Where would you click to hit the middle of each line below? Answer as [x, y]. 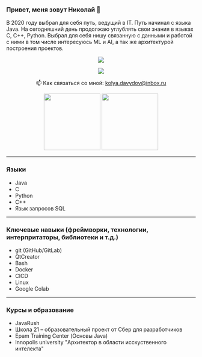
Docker [24, 269]
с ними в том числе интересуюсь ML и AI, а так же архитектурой [90, 42]
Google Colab [32, 288]
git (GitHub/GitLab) [38, 250]
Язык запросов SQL [40, 208]
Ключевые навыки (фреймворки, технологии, [77, 230]
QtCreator [27, 256]
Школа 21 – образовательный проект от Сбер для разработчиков [99, 330]
